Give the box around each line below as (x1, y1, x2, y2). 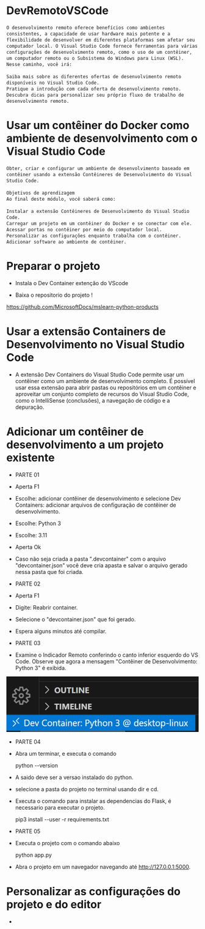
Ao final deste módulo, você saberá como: (6, 196, 116, 202)
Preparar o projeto (6, 259, 101, 273)
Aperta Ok (15, 543, 41, 551)
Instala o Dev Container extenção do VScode (15, 279, 129, 286)
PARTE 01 (15, 471, 40, 478)
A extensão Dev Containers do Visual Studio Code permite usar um (15, 371, 184, 378)
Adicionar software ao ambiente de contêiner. (6, 239, 127, 245)
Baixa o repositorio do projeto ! (15, 291, 93, 299)
